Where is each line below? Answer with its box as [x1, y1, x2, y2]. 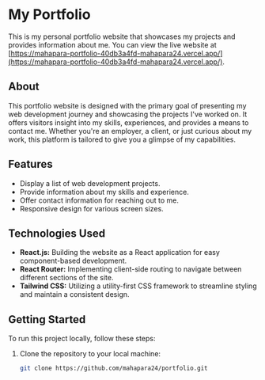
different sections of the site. [19, 273, 114, 283]
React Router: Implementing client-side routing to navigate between [19, 264, 242, 274]
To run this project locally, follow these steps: [8, 334, 156, 344]
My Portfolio [8, 6, 91, 24]
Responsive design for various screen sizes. [19, 203, 164, 213]
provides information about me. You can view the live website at [8, 40, 218, 49]
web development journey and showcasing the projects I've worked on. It [8, 109, 248, 119]
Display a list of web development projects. [19, 178, 161, 188]
